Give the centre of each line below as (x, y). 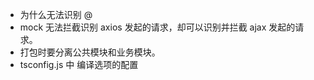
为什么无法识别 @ (56, 14)
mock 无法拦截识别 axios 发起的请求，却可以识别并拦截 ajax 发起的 (157, 27)
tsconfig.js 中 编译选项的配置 (79, 64)
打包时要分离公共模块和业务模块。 (90, 52)
